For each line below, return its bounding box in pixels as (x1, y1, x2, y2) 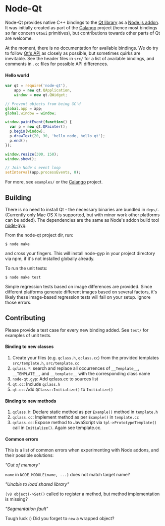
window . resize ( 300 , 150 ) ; (5, 152, 58, 157)
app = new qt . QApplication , (14, 88, 72, 93)
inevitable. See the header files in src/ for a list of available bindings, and (5, 55, 155, 61)
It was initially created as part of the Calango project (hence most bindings (5, 24, 158, 30)
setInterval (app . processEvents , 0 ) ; (5, 170, 81, 175)
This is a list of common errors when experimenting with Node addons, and (5, 447, 159, 453)
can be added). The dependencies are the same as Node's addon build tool (5, 217, 160, 223)
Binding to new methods (5, 398, 56, 404)
